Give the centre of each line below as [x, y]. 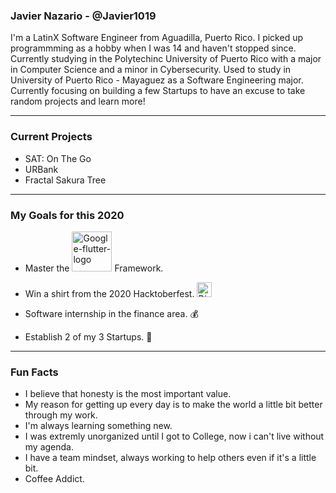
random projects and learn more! [78, 101]
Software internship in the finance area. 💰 [111, 313]
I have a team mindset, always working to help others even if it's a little [170, 458]
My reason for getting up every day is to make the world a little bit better [173, 405]
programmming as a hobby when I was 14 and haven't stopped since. [153, 48]
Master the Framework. [94, 268]
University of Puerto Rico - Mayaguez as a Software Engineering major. [157, 80]
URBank [41, 169]
